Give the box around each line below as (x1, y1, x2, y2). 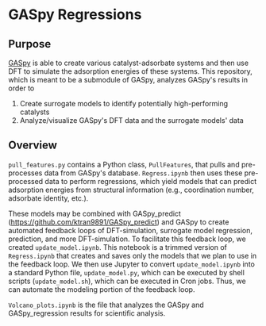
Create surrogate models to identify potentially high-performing (19, 99, 229, 108)
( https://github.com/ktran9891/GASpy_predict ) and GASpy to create (8, 217, 229, 227)
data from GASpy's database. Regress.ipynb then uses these (44, 168, 243, 178)
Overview (8, 139, 58, 152)
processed (8, 176, 44, 186)
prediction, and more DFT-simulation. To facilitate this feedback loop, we (8, 234, 246, 244)
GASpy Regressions (8, 6, 142, 24)
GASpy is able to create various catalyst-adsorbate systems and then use (8, 58, 249, 67)
